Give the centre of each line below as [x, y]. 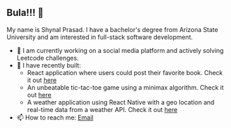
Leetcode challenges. [48, 58]
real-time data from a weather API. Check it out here [102, 109]
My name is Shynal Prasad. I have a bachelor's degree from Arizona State [112, 29]
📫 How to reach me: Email [55, 117]
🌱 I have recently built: [49, 65]
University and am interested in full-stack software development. [100, 37]
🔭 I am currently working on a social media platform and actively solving [120, 50]
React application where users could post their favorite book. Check [125, 72]
